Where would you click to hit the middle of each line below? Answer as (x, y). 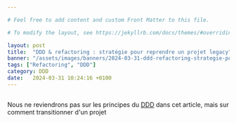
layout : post (26, 45)
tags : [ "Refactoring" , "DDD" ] (52, 65)
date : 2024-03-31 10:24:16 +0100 (60, 78)
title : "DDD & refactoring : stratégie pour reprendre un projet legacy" (120, 52)
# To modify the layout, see (50, 32)
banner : (19, 58)
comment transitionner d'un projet (57, 112)
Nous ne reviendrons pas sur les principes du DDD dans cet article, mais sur (118, 105)
